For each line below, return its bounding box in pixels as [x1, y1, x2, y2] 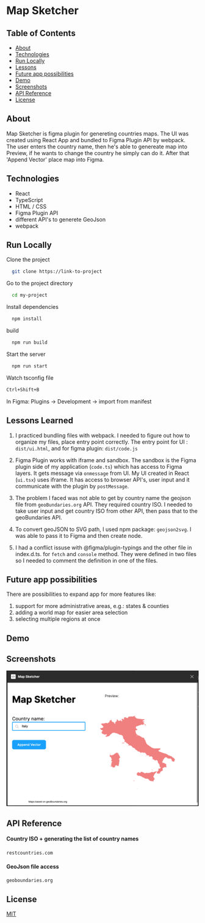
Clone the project [6, 256, 50, 263]
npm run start [12, 363, 48, 369]
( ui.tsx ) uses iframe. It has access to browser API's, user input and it [15, 476, 190, 483]
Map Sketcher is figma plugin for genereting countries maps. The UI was [6, 129, 189, 137]
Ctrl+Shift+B [6, 386, 40, 393]
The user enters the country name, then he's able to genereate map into [6, 143, 188, 150]
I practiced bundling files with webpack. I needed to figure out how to [15, 432, 190, 439]
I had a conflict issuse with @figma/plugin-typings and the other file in [15, 544, 192, 551]
